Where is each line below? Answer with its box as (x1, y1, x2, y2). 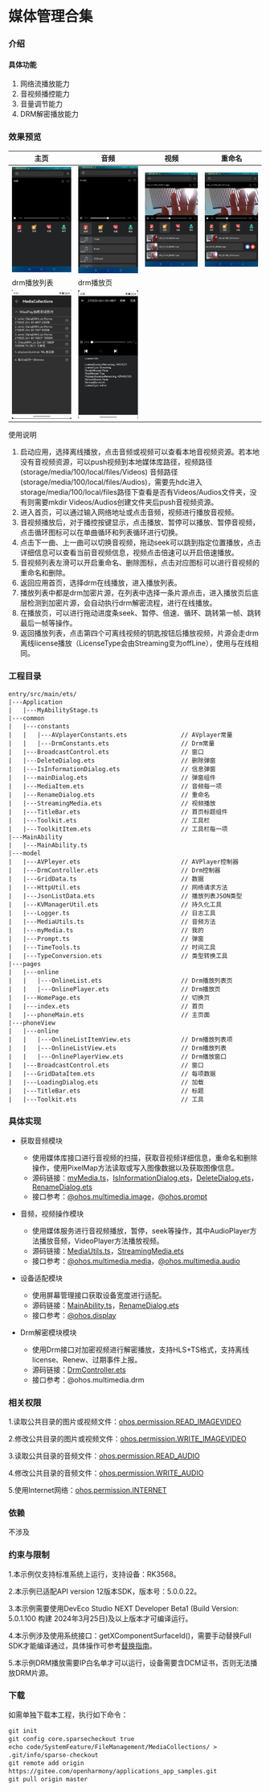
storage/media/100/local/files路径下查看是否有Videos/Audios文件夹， (19, 487, 251, 497)
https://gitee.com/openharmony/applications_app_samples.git (8, 1767, 218, 1775)
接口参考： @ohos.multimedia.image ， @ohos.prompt (31, 1192, 207, 1201)
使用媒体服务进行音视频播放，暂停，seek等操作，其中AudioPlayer (31, 1225, 251, 1235)
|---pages (8, 960, 42, 968)
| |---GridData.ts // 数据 (8, 875, 204, 883)
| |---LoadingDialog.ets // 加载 (8, 1079, 204, 1087)
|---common (8, 715, 45, 723)
